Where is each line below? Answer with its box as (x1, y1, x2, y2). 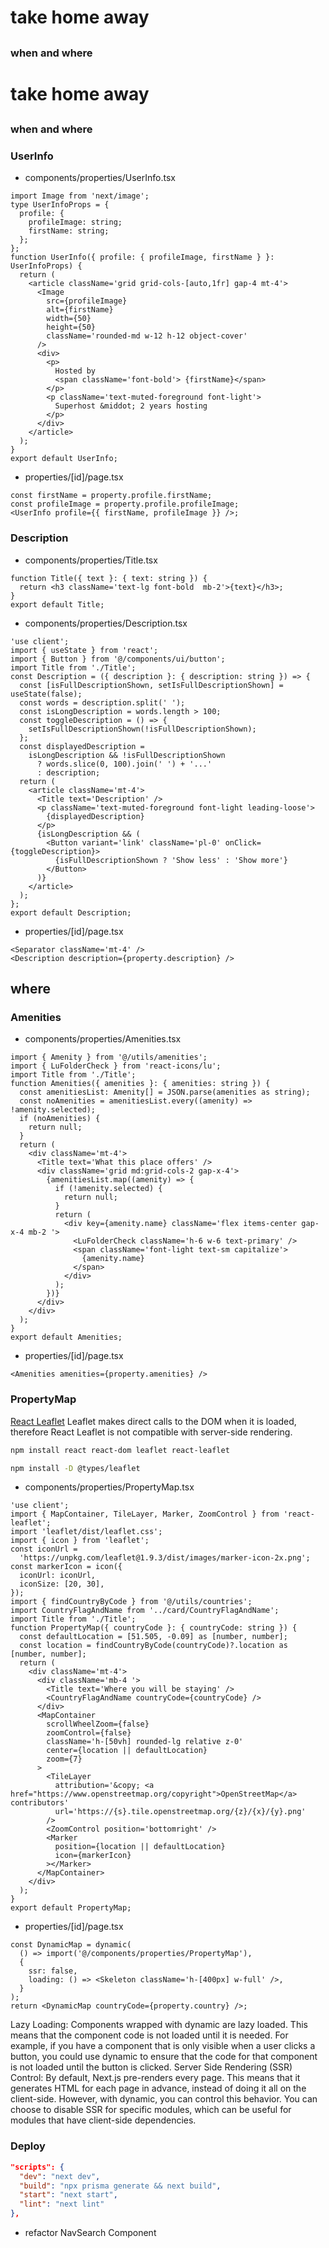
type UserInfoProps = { (10, 200, 110, 210)
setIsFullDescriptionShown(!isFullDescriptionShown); (28, 724, 257, 734)
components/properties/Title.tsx (24, 554, 158, 566)
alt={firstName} (46, 305, 114, 315)
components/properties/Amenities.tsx (24, 1033, 182, 1045)
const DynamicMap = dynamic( (10, 1940, 132, 1950)
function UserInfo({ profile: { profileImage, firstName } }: (10, 252, 275, 263)
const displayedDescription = (19, 741, 145, 751)
